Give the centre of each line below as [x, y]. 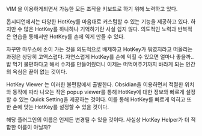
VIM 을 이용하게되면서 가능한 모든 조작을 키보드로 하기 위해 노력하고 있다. [92, 9]
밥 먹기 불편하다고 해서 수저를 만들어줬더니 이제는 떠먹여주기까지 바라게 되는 [95, 64]
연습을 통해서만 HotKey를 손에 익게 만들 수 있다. [69, 37]
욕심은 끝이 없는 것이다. [40, 72]
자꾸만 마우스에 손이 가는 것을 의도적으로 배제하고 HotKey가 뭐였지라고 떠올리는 [99, 49]
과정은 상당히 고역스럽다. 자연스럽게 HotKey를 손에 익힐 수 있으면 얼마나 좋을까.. [100, 57]
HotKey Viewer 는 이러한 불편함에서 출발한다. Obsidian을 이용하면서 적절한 [95, 84]
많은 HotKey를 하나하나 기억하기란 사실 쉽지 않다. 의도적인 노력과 [100, 29]
